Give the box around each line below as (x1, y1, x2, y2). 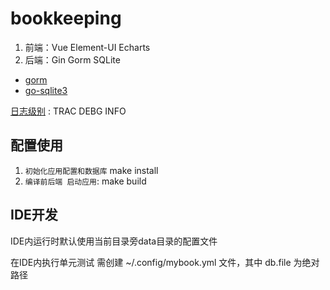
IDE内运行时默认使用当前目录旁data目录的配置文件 (10, 235, 218, 247)
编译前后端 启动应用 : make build (24, 175, 147, 187)
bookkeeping (10, 7, 122, 30)
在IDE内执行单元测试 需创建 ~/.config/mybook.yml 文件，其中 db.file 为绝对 (10, 256, 320, 268)
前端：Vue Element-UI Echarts (24, 41, 151, 53)
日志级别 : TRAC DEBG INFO (10, 105, 127, 117)
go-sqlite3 (24, 84, 68, 96)
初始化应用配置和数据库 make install (24, 164, 159, 176)
